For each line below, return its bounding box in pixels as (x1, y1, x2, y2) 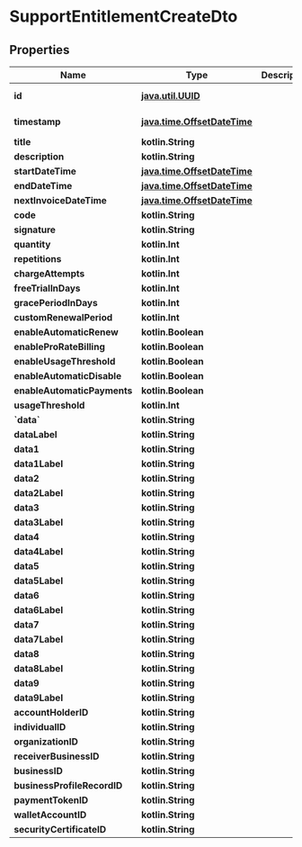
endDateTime (13, 180, 73, 192)
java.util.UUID (140, 90, 200, 102)
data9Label (13, 691, 64, 704)
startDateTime (13, 165, 76, 177)
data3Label (13, 516, 64, 528)
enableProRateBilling (13, 340, 105, 353)
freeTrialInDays (13, 282, 81, 294)
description (13, 150, 65, 163)
